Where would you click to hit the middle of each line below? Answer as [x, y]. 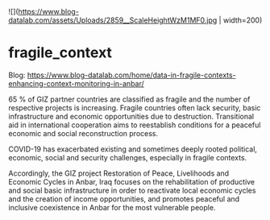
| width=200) [241, 20]
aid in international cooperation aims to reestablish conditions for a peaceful [135, 125]
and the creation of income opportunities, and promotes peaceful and [124, 199]
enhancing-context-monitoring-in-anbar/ [77, 83]
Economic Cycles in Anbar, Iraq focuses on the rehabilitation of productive [132, 181]
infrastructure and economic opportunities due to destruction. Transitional [131, 116]
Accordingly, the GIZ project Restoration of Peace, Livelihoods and [119, 173]
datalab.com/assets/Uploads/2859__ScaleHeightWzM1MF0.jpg [113, 20]
